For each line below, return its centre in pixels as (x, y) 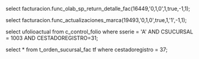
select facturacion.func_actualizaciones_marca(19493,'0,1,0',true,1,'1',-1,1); (96, 20)
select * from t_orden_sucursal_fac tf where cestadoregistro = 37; (87, 49)
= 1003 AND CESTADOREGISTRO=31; (52, 38)
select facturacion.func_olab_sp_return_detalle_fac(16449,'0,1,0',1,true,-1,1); (98, 9)
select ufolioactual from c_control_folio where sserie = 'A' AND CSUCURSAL (99, 32)
